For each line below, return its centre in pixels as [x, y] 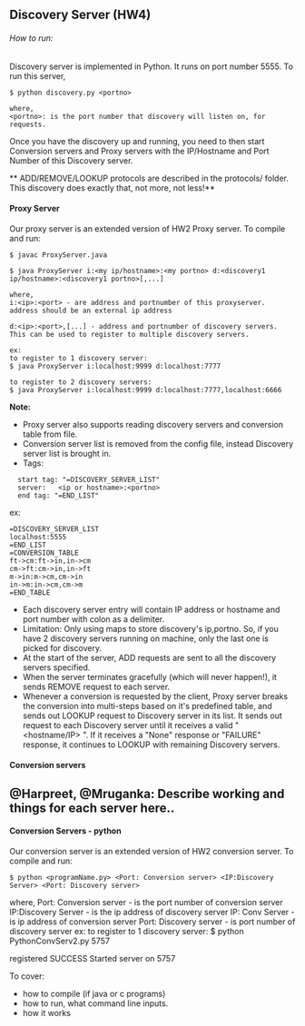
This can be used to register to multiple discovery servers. [129, 334]
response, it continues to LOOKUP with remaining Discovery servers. [151, 745]
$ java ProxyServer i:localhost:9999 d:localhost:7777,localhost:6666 [146, 390]
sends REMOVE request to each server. [96, 686]
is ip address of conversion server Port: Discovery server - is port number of [152, 922]
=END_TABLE [30, 592]
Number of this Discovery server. [71, 160]
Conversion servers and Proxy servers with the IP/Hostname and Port [139, 151]
